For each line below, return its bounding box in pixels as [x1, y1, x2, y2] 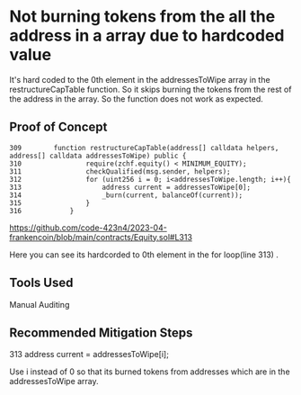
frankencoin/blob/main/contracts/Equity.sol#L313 [9, 231, 193, 242]
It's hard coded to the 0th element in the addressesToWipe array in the [9, 74, 271, 85]
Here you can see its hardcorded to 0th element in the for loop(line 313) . [9, 249, 279, 260]
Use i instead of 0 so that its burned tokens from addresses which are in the [9, 366, 290, 377]
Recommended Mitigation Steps [9, 325, 193, 340]
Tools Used [9, 275, 74, 291]
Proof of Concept [9, 120, 108, 135]
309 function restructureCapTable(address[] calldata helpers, [9, 143, 279, 152]
